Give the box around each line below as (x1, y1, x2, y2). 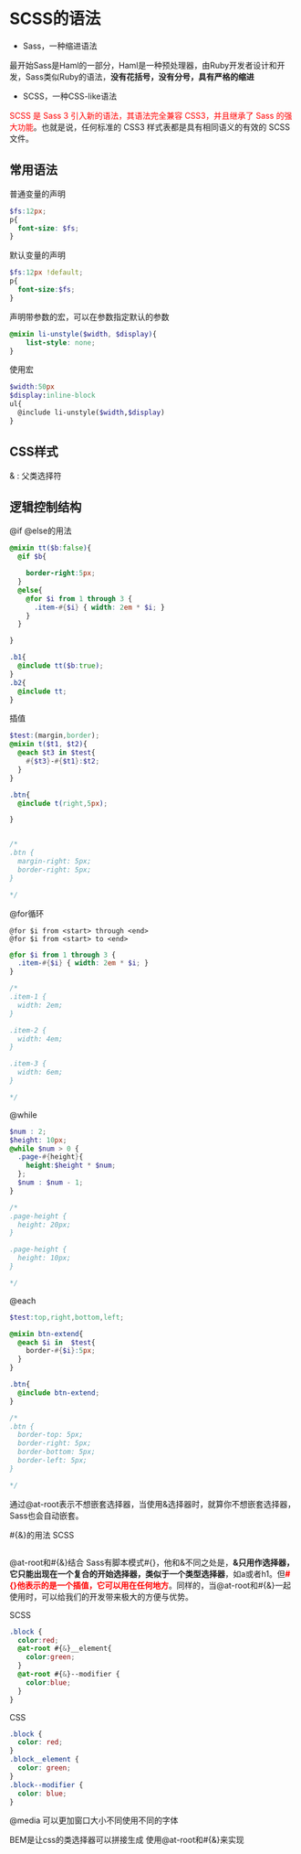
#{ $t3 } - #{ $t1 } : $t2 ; (26, 756, 100, 766)
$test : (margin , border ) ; (9, 731, 100, 741)
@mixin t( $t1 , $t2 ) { (9, 740, 88, 749)
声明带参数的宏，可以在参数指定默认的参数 (9, 311, 170, 322)
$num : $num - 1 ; (17, 1178, 84, 1187)
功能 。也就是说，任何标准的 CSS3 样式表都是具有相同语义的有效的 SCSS (16, 121, 290, 133)
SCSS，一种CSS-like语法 (22, 91, 117, 102)
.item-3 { (9, 1059, 47, 1068)
